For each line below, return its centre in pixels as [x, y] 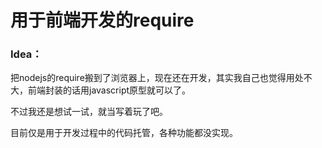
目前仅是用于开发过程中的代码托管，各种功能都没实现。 [124, 133]
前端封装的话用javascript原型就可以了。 [109, 90]
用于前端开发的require [102, 20]
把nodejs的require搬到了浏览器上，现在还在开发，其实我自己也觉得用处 [157, 78]
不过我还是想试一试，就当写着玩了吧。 [89, 112]
